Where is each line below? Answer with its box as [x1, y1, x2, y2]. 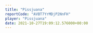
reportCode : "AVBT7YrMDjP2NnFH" [5, 12, 71, 16]
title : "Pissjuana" [5, 7, 45, 12]
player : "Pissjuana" [5, 16, 47, 21]
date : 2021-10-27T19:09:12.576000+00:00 [5, 20, 89, 26]
